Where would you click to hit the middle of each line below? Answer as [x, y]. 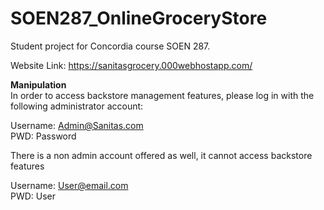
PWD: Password [43, 136]
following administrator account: [77, 106]
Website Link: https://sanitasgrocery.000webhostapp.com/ [131, 65]
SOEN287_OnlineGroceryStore [139, 18]
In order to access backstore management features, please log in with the [162, 95]
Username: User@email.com [69, 185]
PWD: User [33, 196]
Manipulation [38, 84]
